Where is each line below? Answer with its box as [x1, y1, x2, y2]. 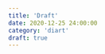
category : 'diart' [8, 26, 69, 34]
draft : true [8, 33, 48, 42]
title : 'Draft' [8, 11, 59, 20]
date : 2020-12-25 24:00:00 [8, 19, 98, 27]
